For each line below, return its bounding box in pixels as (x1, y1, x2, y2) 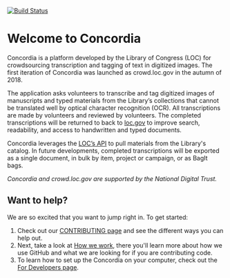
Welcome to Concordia (7, 31, 142, 46)
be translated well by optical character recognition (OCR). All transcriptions (7, 104, 221, 112)
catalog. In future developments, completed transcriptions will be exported (7, 146, 220, 155)
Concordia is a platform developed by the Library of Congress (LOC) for (7, 53, 212, 62)
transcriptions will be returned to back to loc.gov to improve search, (7, 118, 200, 127)
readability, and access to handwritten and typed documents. (7, 125, 182, 134)
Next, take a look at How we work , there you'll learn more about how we (17, 241, 222, 249)
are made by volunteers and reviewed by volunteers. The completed (7, 111, 202, 119)
